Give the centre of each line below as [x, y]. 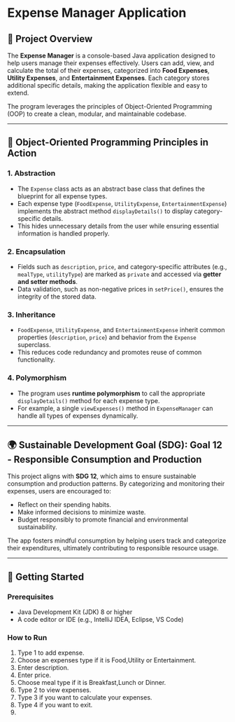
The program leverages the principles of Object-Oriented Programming [110, 106]
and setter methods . [48, 281]
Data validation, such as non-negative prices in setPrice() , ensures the [120, 289]
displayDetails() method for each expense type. [88, 400]
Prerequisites [30, 597]
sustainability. [37, 527]
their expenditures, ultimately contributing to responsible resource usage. [113, 548]
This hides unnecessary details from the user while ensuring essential [118, 226]
